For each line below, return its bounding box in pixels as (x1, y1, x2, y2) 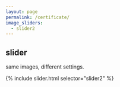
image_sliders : (5, 20, 43, 26)
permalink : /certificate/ (5, 14, 70, 20)
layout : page (5, 8, 38, 15)
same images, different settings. (5, 63, 84, 70)
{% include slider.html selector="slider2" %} (5, 75, 114, 82)
